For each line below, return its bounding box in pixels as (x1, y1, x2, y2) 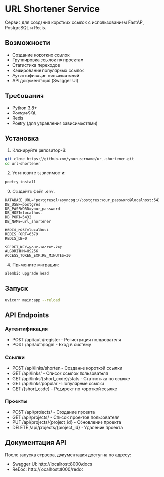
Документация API (5, 439, 67, 447)
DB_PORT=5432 (5, 215, 32, 220)
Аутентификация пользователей (12, 72, 80, 78)
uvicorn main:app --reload (5, 297, 60, 303)
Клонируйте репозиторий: (12, 147, 67, 153)
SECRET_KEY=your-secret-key (5, 245, 62, 249)
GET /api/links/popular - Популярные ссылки (12, 381, 104, 386)
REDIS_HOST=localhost (5, 228, 49, 232)
